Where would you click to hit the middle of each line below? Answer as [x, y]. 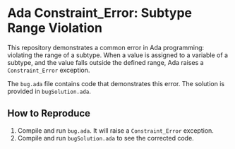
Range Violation [55, 28]
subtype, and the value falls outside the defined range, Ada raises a [106, 62]
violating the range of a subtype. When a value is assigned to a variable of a [117, 55]
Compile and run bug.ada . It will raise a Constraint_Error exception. [115, 130]
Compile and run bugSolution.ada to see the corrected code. [106, 138]
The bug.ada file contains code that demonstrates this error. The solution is [116, 83]
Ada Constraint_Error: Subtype [100, 13]
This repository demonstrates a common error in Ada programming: [106, 47]
